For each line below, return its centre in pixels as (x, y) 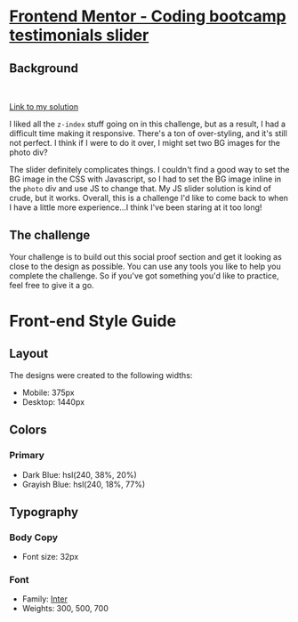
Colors (28, 430)
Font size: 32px (50, 557)
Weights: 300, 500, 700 (65, 609)
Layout (29, 354)
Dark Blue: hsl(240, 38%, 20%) (80, 474)
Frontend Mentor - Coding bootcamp (148, 16)
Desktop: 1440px (53, 401)
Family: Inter (45, 599)
